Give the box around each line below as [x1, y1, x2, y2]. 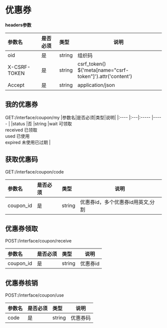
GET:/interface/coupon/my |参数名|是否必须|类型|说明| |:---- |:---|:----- [5, 114, 151, 120]
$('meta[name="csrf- [78, 67, 129, 74]
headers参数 [5, 22, 32, 28]
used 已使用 [5, 133, 30, 139]
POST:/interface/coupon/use [5, 292, 64, 298]
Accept [7, 82, 25, 88]
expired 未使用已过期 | [5, 139, 51, 145]
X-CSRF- [7, 63, 31, 70]
